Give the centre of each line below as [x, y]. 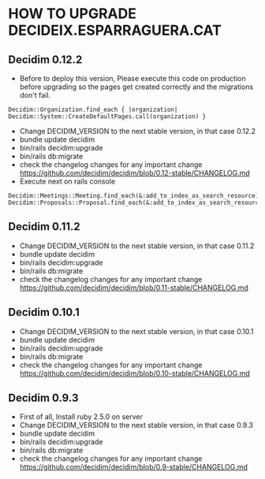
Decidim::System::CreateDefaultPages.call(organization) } [107, 117]
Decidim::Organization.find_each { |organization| [93, 110]
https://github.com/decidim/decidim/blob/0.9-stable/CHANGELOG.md [134, 467]
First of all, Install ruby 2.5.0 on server [81, 417]
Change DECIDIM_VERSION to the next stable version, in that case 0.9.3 [136, 425]
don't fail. [35, 95]
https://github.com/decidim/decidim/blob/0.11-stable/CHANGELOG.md [134, 288]
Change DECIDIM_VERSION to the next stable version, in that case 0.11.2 [137, 246]
